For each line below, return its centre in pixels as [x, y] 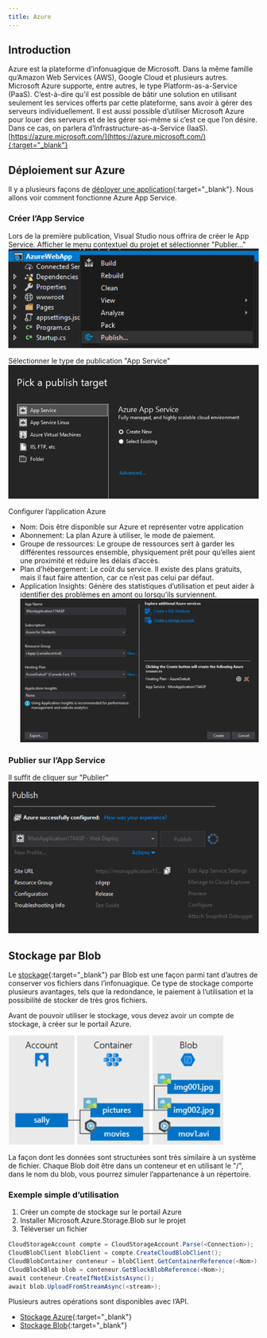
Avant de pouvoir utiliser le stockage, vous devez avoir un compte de [121, 1015]
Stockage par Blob [55, 956]
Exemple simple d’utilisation [64, 1195]
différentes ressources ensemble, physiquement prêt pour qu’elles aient [137, 552]
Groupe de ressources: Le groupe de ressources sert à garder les [127, 543]
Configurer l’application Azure [57, 511]
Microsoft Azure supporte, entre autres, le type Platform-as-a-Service [123, 86]
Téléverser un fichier [54, 1229]
